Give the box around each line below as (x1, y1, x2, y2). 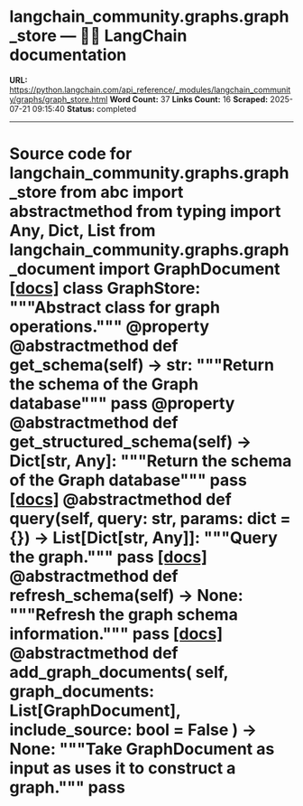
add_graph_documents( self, (9, 662, 229, 683)
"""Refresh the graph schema (9, 604, 239, 625)
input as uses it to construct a (9, 758, 236, 779)
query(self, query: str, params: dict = (9, 509, 291, 530)
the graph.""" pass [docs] (9, 547, 207, 567)
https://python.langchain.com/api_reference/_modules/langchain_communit (9, 84, 291, 95)
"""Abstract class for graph (9, 297, 221, 318)
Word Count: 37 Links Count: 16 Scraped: (109, 93, 269, 105)
